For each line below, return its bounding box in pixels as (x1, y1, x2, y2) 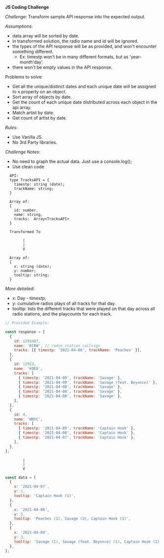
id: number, (14, 208, 38, 213)
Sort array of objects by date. (12, 94, 72, 100)
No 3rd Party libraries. (12, 139, 58, 145)
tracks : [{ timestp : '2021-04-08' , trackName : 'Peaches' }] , (14, 348, 142, 353)
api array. (12, 105, 32, 110)
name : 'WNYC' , (14, 417, 43, 422)
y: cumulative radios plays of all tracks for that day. (12, 301, 116, 306)
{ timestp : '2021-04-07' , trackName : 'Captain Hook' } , (18, 435, 135, 440)
